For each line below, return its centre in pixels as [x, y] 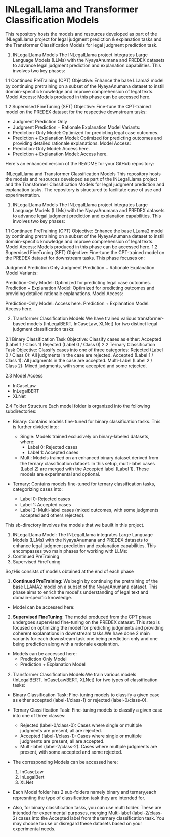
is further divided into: [36, 427]
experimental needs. [34, 829]
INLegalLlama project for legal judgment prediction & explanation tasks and [83, 39]
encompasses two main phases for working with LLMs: [70, 551]
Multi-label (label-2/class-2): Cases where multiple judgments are [89, 746]
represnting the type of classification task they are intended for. [79, 798]
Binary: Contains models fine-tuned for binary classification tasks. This [87, 421]
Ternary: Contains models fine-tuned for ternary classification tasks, [84, 484]
